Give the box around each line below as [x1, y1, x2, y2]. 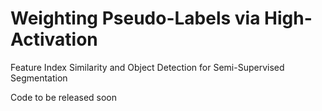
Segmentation [10, 72, 68, 84]
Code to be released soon [10, 91, 118, 103]
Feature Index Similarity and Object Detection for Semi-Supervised [10, 61, 285, 73]
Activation [10, 28, 98, 51]
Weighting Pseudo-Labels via [10, 7, 261, 30]
